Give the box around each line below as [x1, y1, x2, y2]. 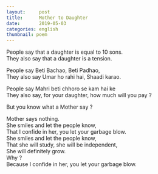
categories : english [6, 26, 59, 32]
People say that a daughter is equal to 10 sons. [6, 48, 123, 56]
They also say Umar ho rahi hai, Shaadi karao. [6, 73, 122, 81]
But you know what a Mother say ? [6, 103, 93, 111]
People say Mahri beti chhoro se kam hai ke [6, 85, 116, 92]
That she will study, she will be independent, [6, 141, 118, 148]
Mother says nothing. [6, 115, 60, 123]
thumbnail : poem [6, 32, 47, 38]
